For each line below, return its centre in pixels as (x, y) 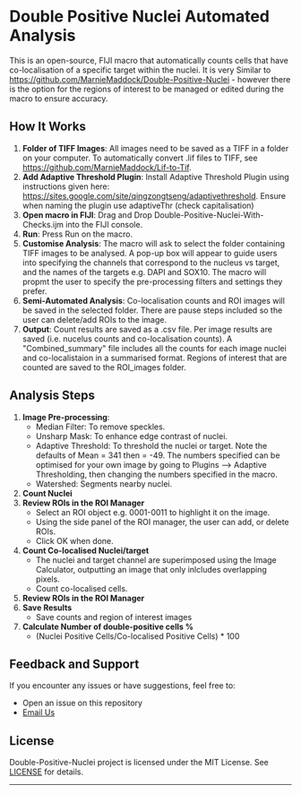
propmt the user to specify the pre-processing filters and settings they (152, 281)
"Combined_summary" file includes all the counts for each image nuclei (154, 348)
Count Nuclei (47, 493)
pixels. (47, 579)
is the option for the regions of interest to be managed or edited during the (146, 89)
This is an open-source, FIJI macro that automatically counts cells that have (149, 60)
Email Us (39, 712)
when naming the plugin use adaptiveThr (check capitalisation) (138, 205)
